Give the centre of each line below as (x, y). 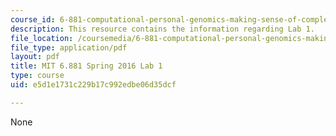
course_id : (33, 19)
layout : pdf (35, 57)
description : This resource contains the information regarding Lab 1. (162, 29)
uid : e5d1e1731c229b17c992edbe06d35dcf (93, 85)
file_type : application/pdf (69, 47)
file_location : (42, 38)
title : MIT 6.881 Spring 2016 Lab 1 (86, 66)
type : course (37, 76)
